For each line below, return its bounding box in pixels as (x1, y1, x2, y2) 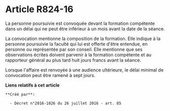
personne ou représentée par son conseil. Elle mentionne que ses (5, 46, 143, 52)
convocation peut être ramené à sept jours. (5, 72, 95, 78)
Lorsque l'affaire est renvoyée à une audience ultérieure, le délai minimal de (5, 67, 164, 73)
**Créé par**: (5, 92, 36, 97)
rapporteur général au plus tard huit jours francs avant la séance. (5, 57, 141, 63)
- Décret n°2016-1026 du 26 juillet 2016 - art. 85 (10, 100, 122, 106)
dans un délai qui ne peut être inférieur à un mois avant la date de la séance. (5, 25, 165, 31)
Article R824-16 (5, 4, 74, 15)
